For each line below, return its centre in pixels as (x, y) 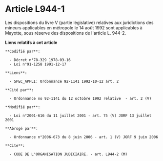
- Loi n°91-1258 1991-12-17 (38, 64)
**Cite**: (15, 145)
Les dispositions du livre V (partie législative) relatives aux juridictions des (79, 23)
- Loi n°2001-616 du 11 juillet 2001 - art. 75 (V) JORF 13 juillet (81, 115)
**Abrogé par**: (21, 128)
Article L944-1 (35, 9)
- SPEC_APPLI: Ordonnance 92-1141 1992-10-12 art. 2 (64, 81)
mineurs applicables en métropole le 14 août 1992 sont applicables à (74, 27)
